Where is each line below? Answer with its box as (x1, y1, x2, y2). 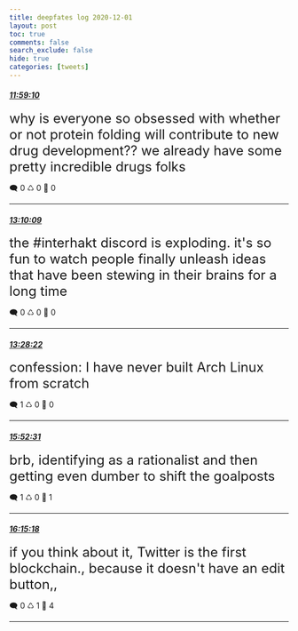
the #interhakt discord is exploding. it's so (9, 235, 272, 252)
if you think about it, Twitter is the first (9, 543, 247, 561)
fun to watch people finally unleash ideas (9, 251, 267, 268)
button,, (9, 575, 58, 593)
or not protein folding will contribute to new (9, 126, 279, 143)
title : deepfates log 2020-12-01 (9, 12, 133, 22)
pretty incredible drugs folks (9, 158, 186, 176)
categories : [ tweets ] (9, 63, 90, 72)
